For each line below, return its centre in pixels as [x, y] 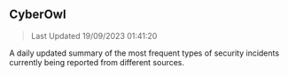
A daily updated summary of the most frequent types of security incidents [144, 53]
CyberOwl [38, 15]
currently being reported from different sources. [97, 62]
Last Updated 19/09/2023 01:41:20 [94, 35]
